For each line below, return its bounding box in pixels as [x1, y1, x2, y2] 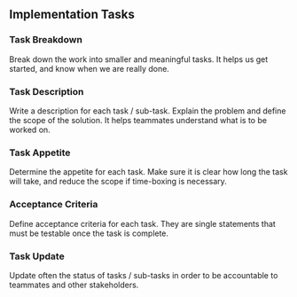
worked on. [9, 124, 51, 135]
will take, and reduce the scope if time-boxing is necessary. [9, 176, 228, 187]
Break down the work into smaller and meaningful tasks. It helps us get [9, 53, 269, 65]
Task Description [9, 85, 84, 98]
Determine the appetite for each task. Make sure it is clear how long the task [9, 167, 288, 177]
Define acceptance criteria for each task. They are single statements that [9, 218, 277, 229]
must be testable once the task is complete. [9, 228, 169, 238]
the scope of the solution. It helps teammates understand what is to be [9, 114, 268, 125]
